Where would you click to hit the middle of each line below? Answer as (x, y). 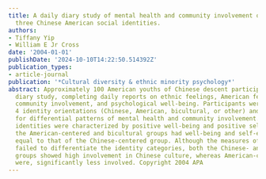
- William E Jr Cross (44, 45)
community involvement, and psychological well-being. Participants (131, 104)
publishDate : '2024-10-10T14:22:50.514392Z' (83, 60)
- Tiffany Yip (32, 38)
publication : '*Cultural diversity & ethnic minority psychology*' (122, 82)
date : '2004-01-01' (40, 52)
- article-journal (38, 74)
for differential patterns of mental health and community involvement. (138, 119)
